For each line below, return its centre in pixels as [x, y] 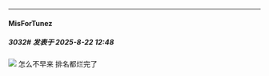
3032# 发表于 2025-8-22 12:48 [61, 42]
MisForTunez [30, 23]
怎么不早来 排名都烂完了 [58, 63]
